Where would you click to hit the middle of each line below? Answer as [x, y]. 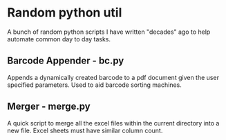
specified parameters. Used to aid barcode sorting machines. [94, 85]
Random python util [65, 13]
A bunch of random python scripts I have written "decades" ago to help [109, 32]
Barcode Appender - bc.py [66, 61]
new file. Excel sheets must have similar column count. [85, 130]
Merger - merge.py [49, 107]
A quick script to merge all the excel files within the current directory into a [113, 123]
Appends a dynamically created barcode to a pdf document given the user [113, 77]
